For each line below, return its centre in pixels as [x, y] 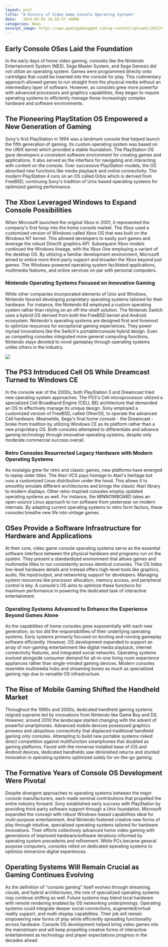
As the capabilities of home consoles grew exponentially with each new [79, 626]
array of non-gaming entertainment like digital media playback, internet [78, 647]
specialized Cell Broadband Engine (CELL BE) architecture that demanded [81, 403]
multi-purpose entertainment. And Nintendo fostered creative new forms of [82, 819]
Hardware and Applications [49, 536]
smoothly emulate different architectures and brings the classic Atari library [83, 486]
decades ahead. [22, 940]
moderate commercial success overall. [45, 440]
